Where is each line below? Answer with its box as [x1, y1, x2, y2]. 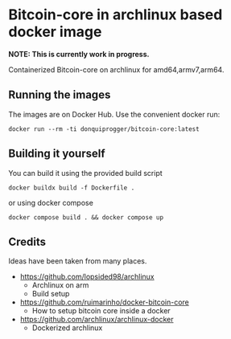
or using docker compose [8, 198, 94, 207]
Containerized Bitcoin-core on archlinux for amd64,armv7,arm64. [8, 64, 225, 74]
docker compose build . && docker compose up [8, 213, 163, 222]
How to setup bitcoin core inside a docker [31, 306, 171, 316]
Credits [8, 235, 47, 248]
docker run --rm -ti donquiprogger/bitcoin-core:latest [8, 125, 200, 133]
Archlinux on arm [31, 280, 89, 290]
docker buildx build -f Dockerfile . [8, 183, 135, 192]
